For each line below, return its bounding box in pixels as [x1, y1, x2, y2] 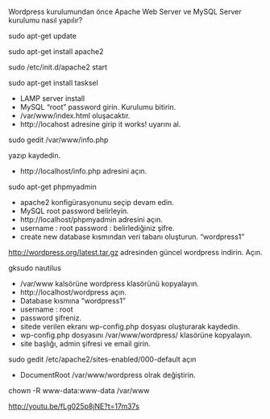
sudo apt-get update [8, 31, 77, 40]
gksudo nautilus [8, 263, 62, 273]
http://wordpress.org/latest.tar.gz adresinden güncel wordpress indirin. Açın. [8, 248, 264, 257]
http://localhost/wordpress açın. [19, 287, 127, 297]
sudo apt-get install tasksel [8, 78, 98, 87]
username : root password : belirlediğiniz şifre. [19, 224, 175, 233]
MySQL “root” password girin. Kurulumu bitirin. [19, 103, 177, 111]
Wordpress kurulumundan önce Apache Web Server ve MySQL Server [8, 7, 242, 16]
